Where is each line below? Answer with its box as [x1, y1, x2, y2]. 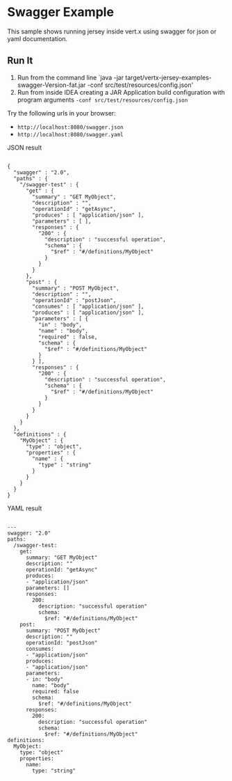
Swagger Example [7, 4, 115, 20]
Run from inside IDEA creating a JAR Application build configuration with [17, 88, 225, 96]
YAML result [7, 504, 42, 512]
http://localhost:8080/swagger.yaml [17, 131, 124, 138]
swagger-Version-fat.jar [17, 81, 86, 89]
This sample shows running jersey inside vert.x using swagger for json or [7, 27, 217, 35]
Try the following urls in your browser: [7, 109, 116, 117]
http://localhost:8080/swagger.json [17, 123, 124, 131]
